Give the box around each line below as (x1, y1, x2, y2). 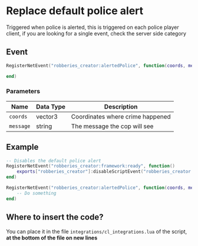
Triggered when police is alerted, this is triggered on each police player (6, 24, 179, 31)
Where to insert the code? (6, 212, 104, 222)
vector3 (36, 112, 58, 120)
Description (104, 102, 138, 110)
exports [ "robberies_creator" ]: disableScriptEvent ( (16, 169, 144, 175)
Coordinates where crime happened (71, 112, 171, 120)
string (36, 122, 52, 130)
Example (6, 142, 39, 152)
